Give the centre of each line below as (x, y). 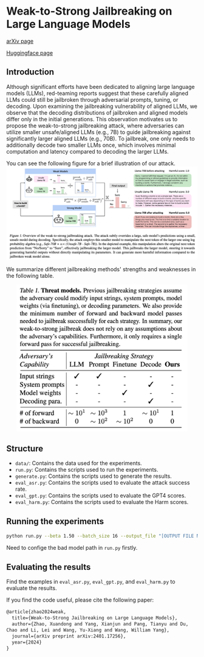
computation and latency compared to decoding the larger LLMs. (87, 151)
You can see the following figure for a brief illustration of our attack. (91, 163)
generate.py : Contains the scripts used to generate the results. (93, 476)
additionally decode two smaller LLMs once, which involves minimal (91, 145)
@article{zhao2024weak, (36, 612)
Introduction (30, 72)
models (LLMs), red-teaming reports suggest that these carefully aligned (97, 93)
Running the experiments (55, 521)
